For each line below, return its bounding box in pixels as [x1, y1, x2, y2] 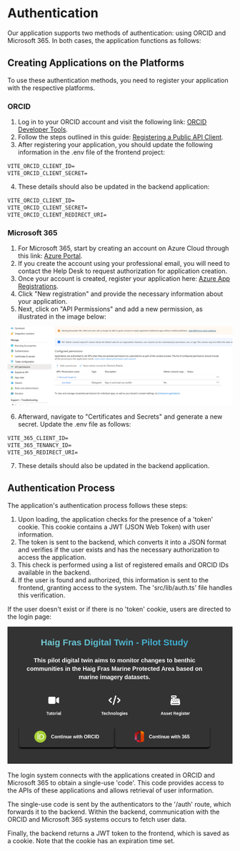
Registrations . [17, 282, 59, 291]
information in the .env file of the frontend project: [17, 148, 166, 156]
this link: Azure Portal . [17, 252, 83, 260]
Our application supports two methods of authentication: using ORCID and [7, 29, 226, 37]
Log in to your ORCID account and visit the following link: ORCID [17, 118, 207, 126]
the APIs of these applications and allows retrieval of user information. [7, 786, 214, 795]
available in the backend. [17, 568, 91, 577]
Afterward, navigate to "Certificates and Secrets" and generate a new [17, 412, 223, 421]
